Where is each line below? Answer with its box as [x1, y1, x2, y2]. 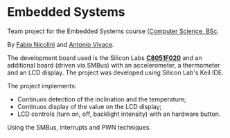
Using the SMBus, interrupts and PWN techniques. [7, 123, 151, 131]
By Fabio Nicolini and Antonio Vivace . [7, 40, 114, 48]
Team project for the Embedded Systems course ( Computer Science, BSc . [7, 27, 220, 35]
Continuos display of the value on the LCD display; [17, 102, 162, 110]
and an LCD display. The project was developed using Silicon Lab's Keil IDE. [7, 68, 224, 77]
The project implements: [7, 81, 77, 90]
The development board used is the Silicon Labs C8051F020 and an [7, 53, 202, 62]
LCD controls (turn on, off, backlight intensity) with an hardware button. [17, 110, 221, 118]
